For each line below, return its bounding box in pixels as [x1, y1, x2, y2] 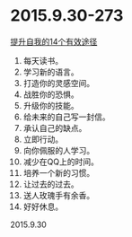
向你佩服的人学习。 [22, 145, 95, 155]
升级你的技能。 [22, 100, 79, 110]
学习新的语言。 [22, 66, 79, 77]
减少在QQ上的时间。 [22, 156, 100, 167]
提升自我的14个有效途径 [10, 36, 98, 47]
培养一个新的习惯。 [22, 167, 95, 178]
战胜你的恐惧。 [22, 89, 79, 100]
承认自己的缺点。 [22, 122, 87, 133]
